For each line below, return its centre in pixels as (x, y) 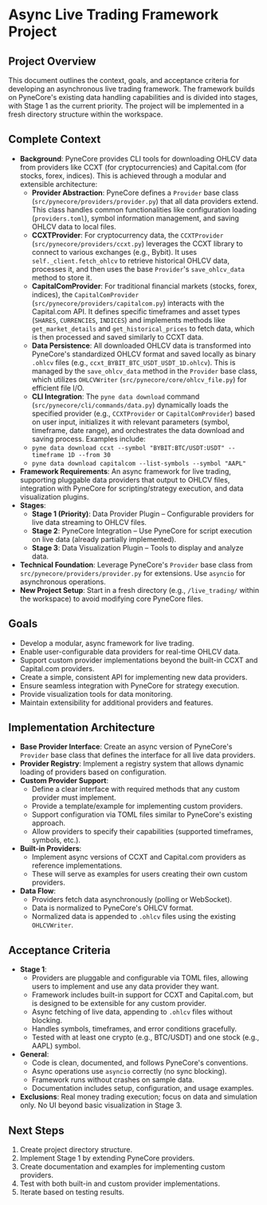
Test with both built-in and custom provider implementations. (120, 1183)
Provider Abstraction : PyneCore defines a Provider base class (135, 193)
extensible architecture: (59, 184)
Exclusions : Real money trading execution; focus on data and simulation (138, 1097)
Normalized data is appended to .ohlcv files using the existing (134, 917)
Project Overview (52, 61)
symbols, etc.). (56, 840)
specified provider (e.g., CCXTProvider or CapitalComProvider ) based (143, 413)
